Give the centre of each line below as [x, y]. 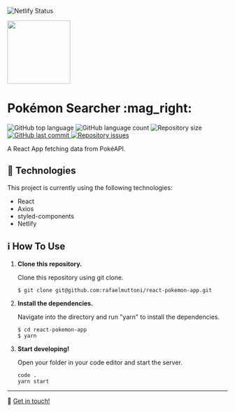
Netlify [27, 224]
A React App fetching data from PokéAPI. [66, 149]
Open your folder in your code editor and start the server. [100, 362]
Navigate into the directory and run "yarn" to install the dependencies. [119, 317]
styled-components [46, 216]
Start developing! [43, 349]
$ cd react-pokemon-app [52, 329]
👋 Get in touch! [29, 401]
